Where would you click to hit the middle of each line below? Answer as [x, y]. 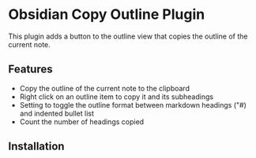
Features [30, 70]
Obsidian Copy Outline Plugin [107, 15]
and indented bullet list [57, 113]
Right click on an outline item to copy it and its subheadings [117, 97]
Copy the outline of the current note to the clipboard [104, 88]
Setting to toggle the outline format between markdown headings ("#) [133, 105]
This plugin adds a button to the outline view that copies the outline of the [128, 36]
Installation [36, 147]
